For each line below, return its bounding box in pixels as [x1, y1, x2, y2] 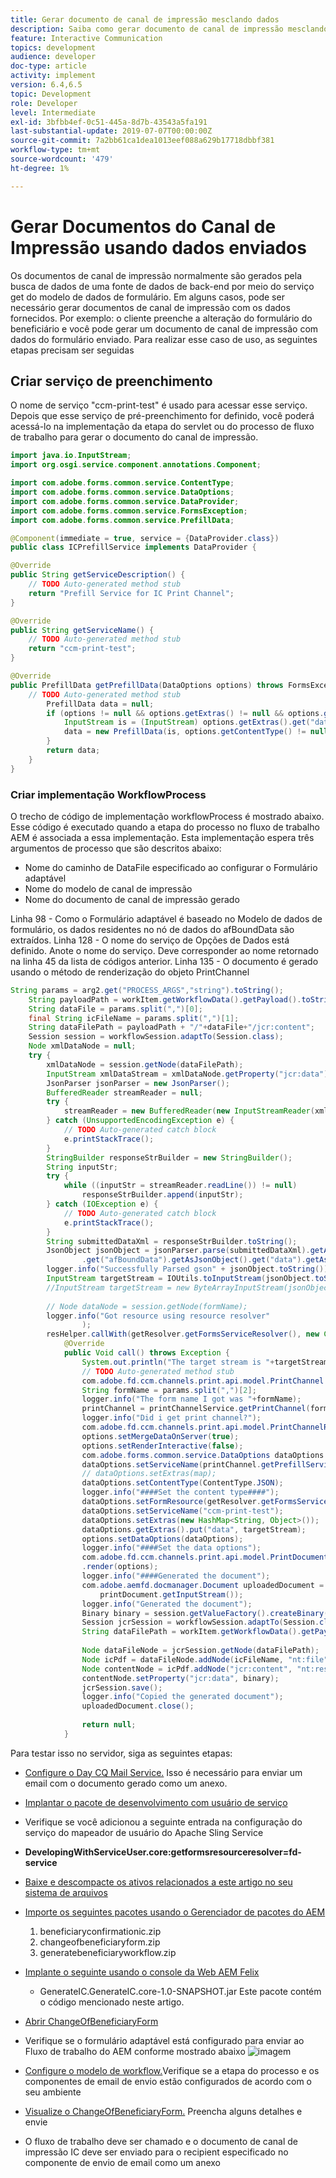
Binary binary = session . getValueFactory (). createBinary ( [81, 1608, 329, 1618]
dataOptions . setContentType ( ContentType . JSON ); [81, 1478, 284, 1488]
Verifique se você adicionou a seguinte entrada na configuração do [24, 1816, 303, 1828]
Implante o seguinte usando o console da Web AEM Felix [24, 1966, 260, 1978]
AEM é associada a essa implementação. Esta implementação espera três [10, 831, 315, 843]
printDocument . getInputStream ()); [99, 1589, 244, 1600]
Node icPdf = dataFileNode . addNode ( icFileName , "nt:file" [81, 1654, 329, 1665]
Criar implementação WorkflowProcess [10, 787, 207, 801]
